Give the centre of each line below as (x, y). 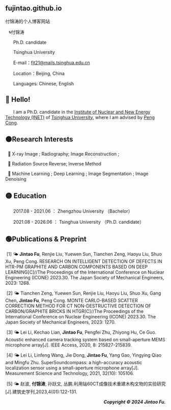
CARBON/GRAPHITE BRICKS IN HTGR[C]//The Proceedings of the (75, 311)
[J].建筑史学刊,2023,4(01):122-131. (41, 392)
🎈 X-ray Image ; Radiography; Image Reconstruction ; (63, 154)
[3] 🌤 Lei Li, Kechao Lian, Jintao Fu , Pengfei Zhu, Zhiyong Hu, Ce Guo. (81, 332)
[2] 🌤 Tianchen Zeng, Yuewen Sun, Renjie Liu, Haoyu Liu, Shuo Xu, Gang (84, 293)
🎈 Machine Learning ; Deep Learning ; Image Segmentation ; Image (78, 174)
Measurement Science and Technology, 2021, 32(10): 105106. (70, 373)
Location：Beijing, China (39, 73)
